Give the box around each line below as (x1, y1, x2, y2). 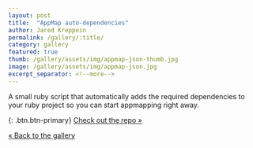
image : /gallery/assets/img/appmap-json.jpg (8, 63, 157, 71)
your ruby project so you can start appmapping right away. (8, 100, 200, 109)
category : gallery (8, 41, 69, 49)
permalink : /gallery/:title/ (8, 33, 104, 42)
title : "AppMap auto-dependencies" (8, 19, 129, 27)
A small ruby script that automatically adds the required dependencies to (8, 91, 245, 101)
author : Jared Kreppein (8, 26, 87, 34)
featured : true (8, 48, 59, 56)
